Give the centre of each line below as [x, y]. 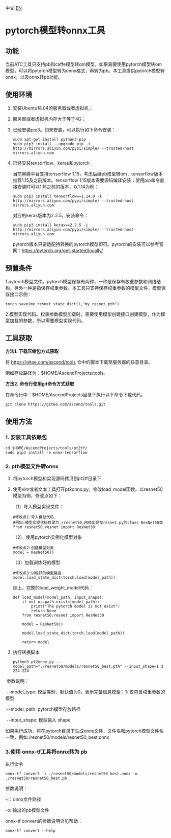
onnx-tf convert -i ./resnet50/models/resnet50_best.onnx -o [72, 774]
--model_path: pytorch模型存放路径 [44, 709]
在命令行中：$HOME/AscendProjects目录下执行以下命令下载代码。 [75, 395]
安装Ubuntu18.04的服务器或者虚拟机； [53, 108]
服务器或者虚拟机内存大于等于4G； [49, 119]
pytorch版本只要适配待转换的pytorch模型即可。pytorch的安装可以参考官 [88, 244]
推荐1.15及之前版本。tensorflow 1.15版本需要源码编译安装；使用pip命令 [86, 180]
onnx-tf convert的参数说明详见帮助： [44, 821]
